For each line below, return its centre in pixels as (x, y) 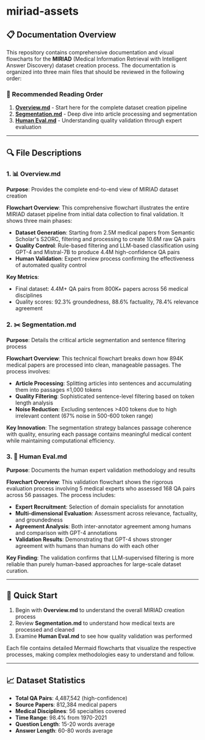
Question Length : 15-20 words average (65, 724)
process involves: (28, 372)
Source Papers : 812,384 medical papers (66, 704)
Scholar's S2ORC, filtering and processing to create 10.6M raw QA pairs (105, 239)
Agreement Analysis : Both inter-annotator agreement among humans (103, 526)
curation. (18, 570)
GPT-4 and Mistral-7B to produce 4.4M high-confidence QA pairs (97, 252)
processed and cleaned (45, 630)
